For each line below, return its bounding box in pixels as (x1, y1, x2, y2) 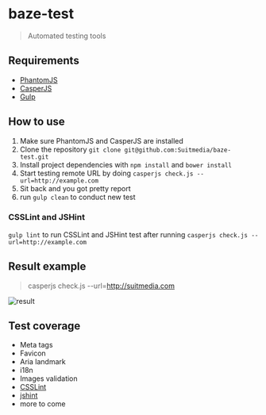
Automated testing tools (27, 31, 106, 40)
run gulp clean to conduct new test (19, 192, 137, 202)
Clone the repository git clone (19, 144, 121, 154)
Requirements (8, 54, 79, 67)
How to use (8, 115, 65, 129)
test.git (19, 152, 49, 161)
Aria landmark (19, 357, 66, 367)
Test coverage (8, 319, 81, 333)
